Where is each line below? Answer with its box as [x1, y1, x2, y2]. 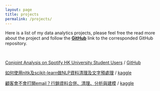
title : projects [5, 12, 39, 17]
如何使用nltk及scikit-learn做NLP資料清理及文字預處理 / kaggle [5, 70, 132, 76]
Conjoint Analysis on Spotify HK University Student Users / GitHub [5, 60, 141, 66]
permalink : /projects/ [5, 16, 52, 21]
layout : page [5, 7, 32, 12]
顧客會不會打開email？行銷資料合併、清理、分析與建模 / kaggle [5, 80, 134, 87]
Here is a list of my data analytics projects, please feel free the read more [5, 30, 156, 36]
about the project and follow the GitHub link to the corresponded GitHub [5, 35, 154, 41]
